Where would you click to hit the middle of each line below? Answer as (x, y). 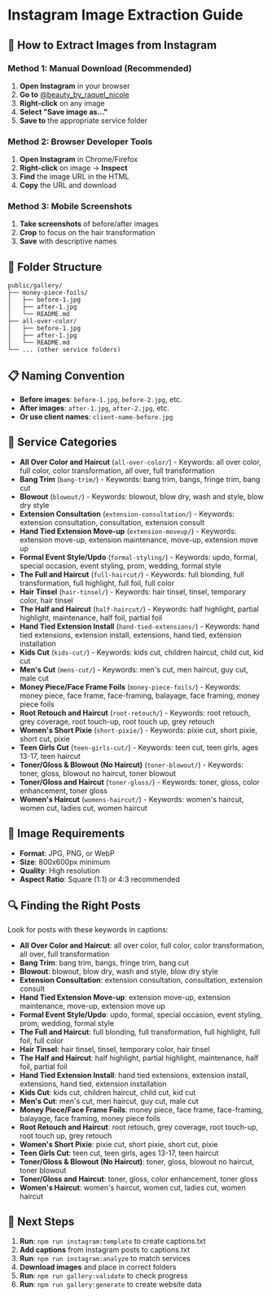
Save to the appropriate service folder (83, 120)
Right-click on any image (62, 103)
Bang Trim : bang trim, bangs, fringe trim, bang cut (104, 962)
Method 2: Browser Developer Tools (80, 142)
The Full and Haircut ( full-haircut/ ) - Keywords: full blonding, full (132, 574)
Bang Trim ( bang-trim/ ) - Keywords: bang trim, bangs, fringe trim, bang (140, 479)
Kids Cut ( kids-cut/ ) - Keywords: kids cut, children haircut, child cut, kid (141, 652)
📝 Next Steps (41, 1222)
